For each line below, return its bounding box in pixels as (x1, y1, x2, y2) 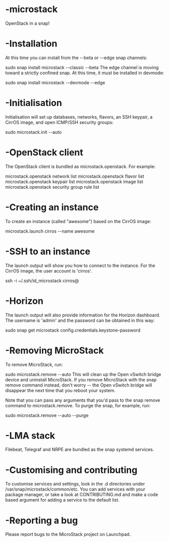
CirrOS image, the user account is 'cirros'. (5, 267, 92, 274)
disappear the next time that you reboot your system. (5, 387, 116, 393)
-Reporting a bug (5, 515, 78, 526)
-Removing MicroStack (5, 345, 104, 356)
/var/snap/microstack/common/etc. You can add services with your (5, 486, 145, 493)
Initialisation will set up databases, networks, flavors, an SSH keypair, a (5, 114, 153, 120)
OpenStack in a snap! (5, 20, 50, 26)
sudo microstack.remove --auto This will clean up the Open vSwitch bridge (5, 371, 161, 377)
